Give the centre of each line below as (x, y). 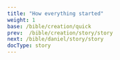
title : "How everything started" (55, 13)
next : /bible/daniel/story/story (55, 39)
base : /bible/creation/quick (49, 26)
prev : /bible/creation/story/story (60, 33)
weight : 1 (22, 20)
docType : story (29, 46)
